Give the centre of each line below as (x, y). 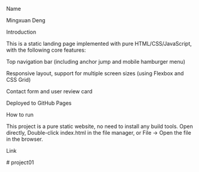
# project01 (20, 162)
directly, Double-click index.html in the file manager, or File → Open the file (99, 133)
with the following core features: (46, 50)
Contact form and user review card (49, 91)
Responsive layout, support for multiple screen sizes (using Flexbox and (95, 73)
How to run (20, 115)
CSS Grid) (19, 80)
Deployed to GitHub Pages (39, 103)
